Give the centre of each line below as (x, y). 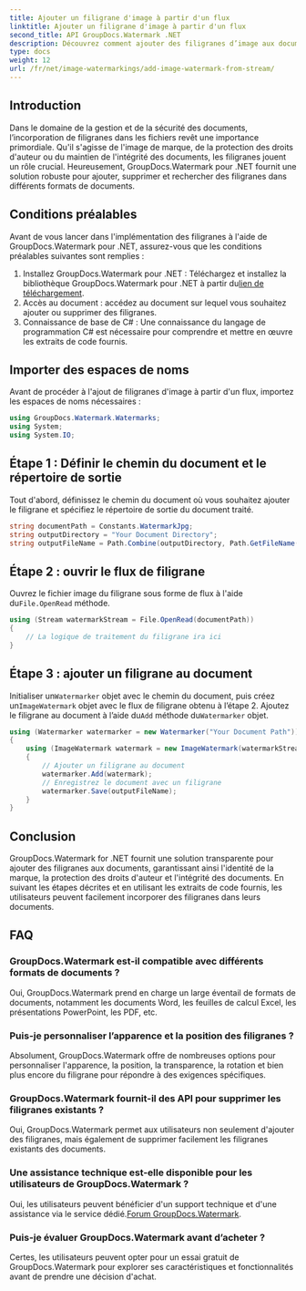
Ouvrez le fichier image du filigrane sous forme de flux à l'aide (126, 594)
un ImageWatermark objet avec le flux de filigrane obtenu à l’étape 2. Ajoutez (149, 705)
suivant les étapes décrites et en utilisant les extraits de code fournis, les (146, 888)
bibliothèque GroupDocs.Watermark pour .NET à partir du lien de (143, 283)
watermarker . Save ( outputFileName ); (110, 791)
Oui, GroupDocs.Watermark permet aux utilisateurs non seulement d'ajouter (152, 1130)
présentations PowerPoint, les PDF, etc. (83, 1012)
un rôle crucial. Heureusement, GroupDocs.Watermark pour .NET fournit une (153, 166)
